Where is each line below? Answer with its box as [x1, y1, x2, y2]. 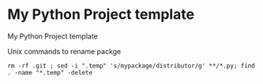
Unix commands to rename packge [7, 46, 122, 56]
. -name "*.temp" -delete [7, 68, 92, 76]
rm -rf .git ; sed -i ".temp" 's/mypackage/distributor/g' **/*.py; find [7, 61, 256, 70]
